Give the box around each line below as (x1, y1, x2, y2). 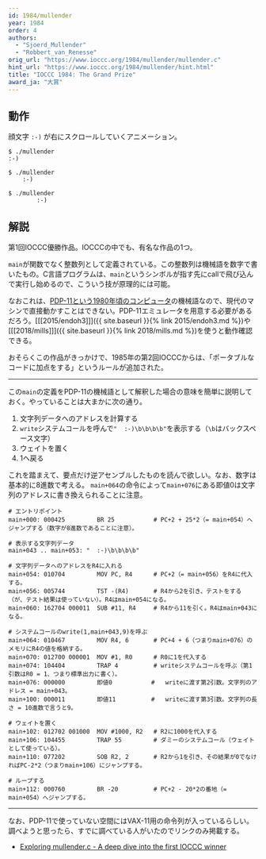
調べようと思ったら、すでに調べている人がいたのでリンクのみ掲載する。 (8, 826, 244, 836)
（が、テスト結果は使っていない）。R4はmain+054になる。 (8, 596, 170, 604)
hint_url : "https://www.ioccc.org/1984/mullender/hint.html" (8, 64, 215, 71)
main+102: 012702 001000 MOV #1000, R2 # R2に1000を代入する (8, 728, 218, 736)
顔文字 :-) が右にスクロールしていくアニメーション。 (8, 132, 182, 141)
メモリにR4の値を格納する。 (8, 645, 87, 653)
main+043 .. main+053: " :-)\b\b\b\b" (8, 547, 140, 555)
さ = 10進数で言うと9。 (8, 704, 78, 712)
